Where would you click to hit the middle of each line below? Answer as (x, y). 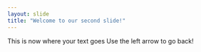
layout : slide (29, 14)
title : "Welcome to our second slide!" (67, 21)
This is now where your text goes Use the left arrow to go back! (100, 41)
